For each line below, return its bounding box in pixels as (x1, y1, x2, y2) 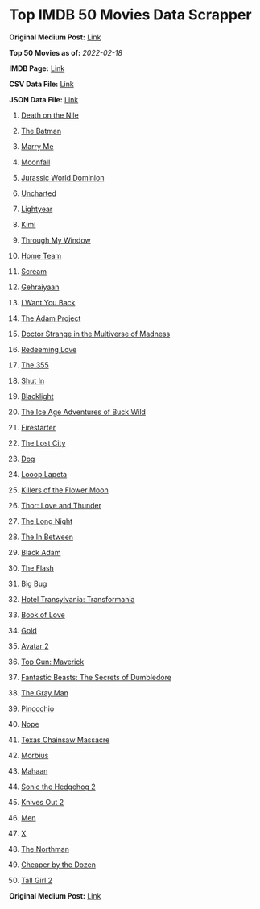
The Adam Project (20, 313, 81, 323)
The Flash (20, 562, 55, 573)
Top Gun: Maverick (20, 657, 85, 666)
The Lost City (20, 438, 66, 448)
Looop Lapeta (20, 469, 68, 479)
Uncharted (20, 188, 57, 198)
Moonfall (20, 157, 51, 167)
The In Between (20, 532, 74, 542)
